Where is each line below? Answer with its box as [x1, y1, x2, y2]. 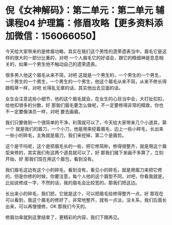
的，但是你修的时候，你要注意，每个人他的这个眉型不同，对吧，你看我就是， [5, 173, 167, 179]
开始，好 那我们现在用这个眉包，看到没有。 [5, 156, 96, 162]
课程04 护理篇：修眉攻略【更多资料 [5, 17, 155, 29]
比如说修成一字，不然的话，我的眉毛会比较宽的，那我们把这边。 [5, 179, 140, 186]
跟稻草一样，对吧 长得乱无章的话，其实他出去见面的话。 [5, 85, 123, 91]
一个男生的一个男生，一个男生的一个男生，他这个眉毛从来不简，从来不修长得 [5, 78, 167, 85]
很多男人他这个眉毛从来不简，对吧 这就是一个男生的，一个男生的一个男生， [5, 72, 164, 78]
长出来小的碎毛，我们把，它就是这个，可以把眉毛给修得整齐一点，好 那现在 [5, 190, 164, 196]
